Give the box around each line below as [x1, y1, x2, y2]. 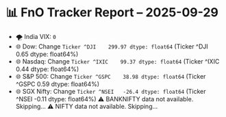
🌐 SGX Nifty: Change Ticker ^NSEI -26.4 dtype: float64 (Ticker [15, 87, 206, 95]
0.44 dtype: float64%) [15, 65, 79, 73]
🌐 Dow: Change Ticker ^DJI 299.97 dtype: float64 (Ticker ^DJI [15, 42, 209, 51]
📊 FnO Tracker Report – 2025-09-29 [5, 5, 219, 21]
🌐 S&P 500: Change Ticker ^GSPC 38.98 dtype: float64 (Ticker [15, 72, 206, 80]
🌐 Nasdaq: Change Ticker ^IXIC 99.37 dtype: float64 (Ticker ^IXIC [15, 57, 220, 65]
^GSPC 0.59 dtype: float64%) [15, 79, 100, 88]
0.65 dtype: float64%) [15, 50, 79, 58]
